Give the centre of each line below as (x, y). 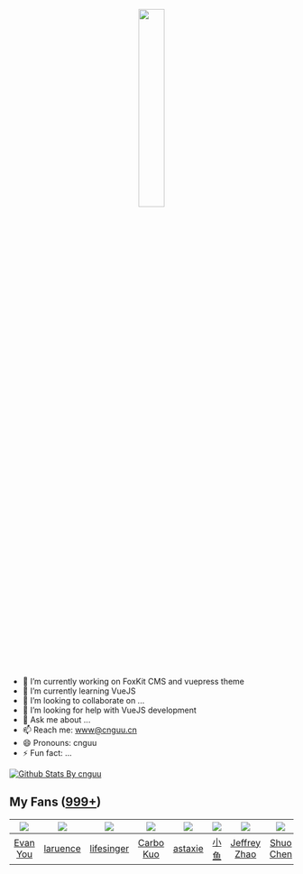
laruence (62, 848)
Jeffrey (246, 842)
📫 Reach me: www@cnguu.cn (79, 730)
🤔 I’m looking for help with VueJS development (109, 710)
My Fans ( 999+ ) (55, 802)
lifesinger (110, 848)
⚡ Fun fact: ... (47, 753)
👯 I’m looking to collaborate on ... (83, 700)
